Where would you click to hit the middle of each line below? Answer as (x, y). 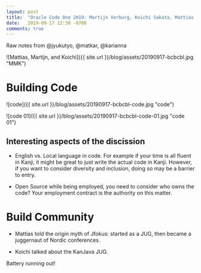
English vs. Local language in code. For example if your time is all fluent (103, 156)
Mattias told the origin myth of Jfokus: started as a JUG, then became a (103, 233)
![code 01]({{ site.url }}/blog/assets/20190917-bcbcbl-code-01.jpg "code (95, 116)
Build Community (50, 217)
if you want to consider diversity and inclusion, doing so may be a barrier (105, 168)
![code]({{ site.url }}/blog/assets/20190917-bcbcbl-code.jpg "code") (90, 104)
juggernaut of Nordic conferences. (57, 240)
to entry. (25, 175)
